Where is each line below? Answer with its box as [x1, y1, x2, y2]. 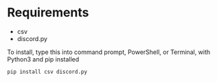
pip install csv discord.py [7, 68, 88, 75]
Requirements [7, 5, 89, 20]
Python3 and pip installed [7, 55, 80, 63]
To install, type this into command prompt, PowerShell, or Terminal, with [7, 48, 211, 56]
